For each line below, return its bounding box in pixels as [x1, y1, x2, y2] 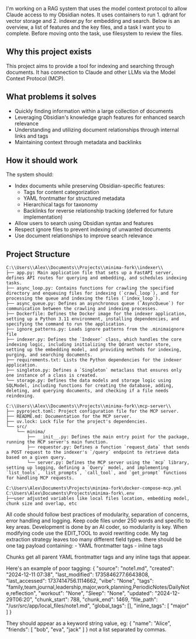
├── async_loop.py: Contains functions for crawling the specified [6, 285, 174, 291]
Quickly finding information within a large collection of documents [14, 107, 174, 114]
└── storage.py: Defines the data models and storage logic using [6, 378, 171, 383]
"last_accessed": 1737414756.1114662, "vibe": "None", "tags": [6, 577, 154, 584]
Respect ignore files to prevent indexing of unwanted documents [14, 226, 171, 233]
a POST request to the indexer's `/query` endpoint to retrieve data [6, 450, 180, 456]
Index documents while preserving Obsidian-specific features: [14, 182, 166, 189]
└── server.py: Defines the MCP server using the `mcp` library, [27, 460, 190, 465]
